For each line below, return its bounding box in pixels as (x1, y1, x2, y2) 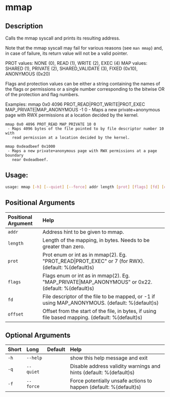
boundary (5, 153, 24, 158)
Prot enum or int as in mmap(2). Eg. (42, 251, 127, 258)
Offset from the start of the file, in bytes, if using (42, 307, 157, 314)
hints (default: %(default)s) (70, 369, 135, 376)
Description (5, 22, 43, 30)
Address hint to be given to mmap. (42, 228, 124, 235)
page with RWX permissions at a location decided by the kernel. (5, 112, 139, 118)
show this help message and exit (70, 354, 148, 362)
